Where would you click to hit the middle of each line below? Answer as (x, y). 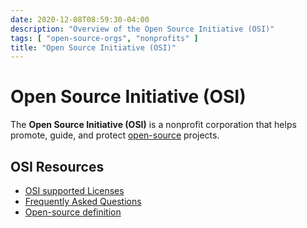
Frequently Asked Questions (83, 201)
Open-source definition (73, 212)
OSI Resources (57, 166)
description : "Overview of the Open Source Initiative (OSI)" (142, 29)
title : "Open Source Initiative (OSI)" (93, 47)
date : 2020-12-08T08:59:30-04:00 (80, 19)
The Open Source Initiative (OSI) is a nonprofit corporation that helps (153, 125)
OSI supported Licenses (74, 190)
